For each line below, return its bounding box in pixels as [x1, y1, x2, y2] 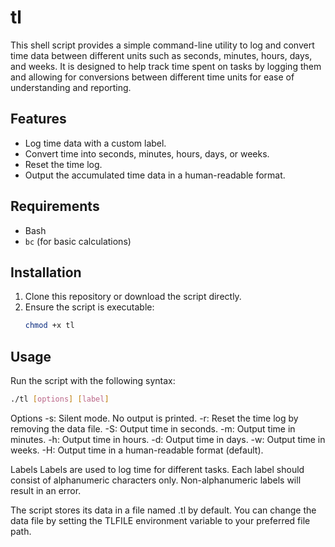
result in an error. [10, 484, 82, 496]
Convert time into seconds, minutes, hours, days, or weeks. [24, 147, 270, 160]
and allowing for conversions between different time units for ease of [10, 71, 295, 83]
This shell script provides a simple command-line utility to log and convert [10, 39, 315, 51]
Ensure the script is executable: [24, 301, 155, 313]
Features [10, 111, 67, 128]
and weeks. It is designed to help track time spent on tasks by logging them [10, 60, 322, 72]
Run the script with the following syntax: [10, 375, 176, 387]
